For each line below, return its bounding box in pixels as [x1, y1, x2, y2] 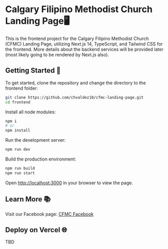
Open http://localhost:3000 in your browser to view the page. [5, 180, 133, 186]
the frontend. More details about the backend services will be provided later [5, 46, 163, 52]
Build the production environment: [5, 156, 76, 162]
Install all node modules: [5, 109, 56, 115]
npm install [5, 128, 30, 133]
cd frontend [5, 100, 30, 105]
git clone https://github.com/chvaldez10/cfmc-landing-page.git [5, 95, 144, 100]
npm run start [5, 171, 35, 176]
